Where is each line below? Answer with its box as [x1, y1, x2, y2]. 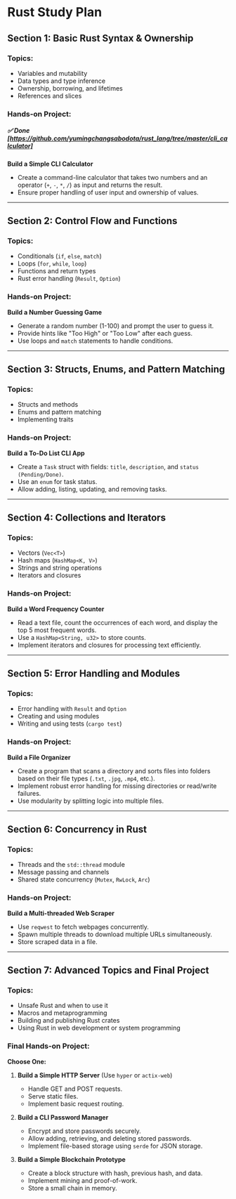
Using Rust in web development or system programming [17, 1023, 181, 1033]
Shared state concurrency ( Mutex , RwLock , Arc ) [17, 875, 150, 884]
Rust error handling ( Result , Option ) [17, 275, 121, 283]
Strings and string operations [17, 563, 102, 572]
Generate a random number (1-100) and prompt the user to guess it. [17, 321, 214, 330]
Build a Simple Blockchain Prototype [17, 1155, 126, 1163]
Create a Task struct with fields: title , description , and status [17, 462, 199, 471]
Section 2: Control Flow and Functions [7, 215, 178, 227]
